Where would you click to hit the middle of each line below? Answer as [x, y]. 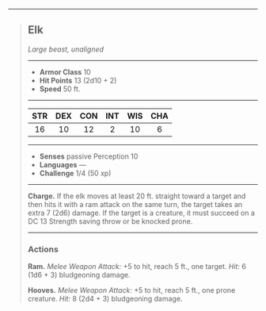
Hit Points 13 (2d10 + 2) [78, 80]
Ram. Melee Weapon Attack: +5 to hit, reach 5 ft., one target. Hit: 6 [137, 267]
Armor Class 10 [65, 71]
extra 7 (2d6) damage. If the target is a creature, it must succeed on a [141, 213]
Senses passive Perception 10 [89, 156]
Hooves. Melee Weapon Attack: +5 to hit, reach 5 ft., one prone [131, 290]
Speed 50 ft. [60, 89]
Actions [43, 249]
